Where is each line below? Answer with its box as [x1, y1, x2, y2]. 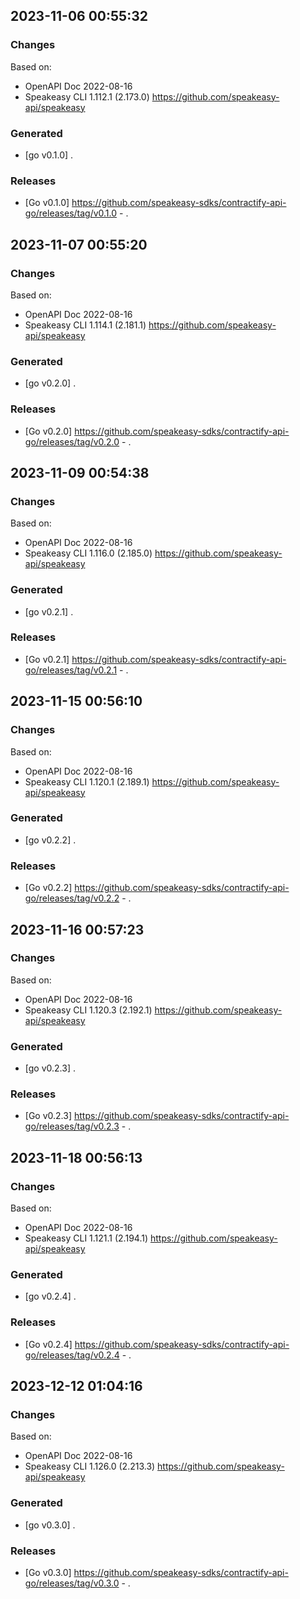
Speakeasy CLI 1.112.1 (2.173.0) [24, 90, 150, 103]
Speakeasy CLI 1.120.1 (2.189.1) [24, 775, 150, 788]
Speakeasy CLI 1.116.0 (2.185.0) [24, 547, 153, 559]
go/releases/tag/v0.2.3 [24, 1120, 120, 1133]
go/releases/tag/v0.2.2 [24, 892, 120, 904]
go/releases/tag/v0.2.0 [24, 435, 120, 448]
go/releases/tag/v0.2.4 [24, 1349, 120, 1361]
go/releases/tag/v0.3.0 [24, 1577, 120, 1589]
